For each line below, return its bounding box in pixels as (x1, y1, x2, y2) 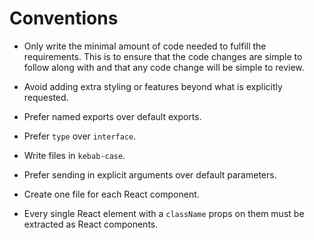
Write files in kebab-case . (23, 149, 126, 161)
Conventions (9, 7, 119, 30)
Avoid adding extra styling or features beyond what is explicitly (23, 80, 283, 92)
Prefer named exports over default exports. (23, 110, 202, 122)
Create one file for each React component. (23, 188, 200, 200)
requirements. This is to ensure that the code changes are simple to (23, 50, 303, 62)
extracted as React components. (23, 218, 159, 230)
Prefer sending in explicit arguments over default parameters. (23, 168, 277, 181)
